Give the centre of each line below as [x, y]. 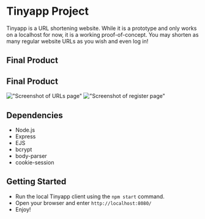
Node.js [25, 130]
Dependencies [35, 115]
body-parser [31, 156]
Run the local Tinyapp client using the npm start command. [90, 196]
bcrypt [24, 149]
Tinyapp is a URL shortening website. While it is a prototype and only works [102, 28]
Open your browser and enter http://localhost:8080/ [83, 202]
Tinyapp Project [48, 11]
